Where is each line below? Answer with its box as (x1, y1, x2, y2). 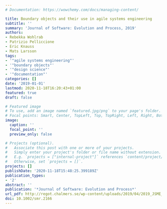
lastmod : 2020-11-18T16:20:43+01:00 (5, 86, 81, 91)
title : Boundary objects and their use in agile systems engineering (5, 16, 153, 21)
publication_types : (5, 173, 46, 178)
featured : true (5, 90, 37, 95)
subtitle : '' (5, 21, 32, 26)
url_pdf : (5, 192, 23, 197)
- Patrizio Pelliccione (5, 39, 55, 45)
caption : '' (9, 122, 35, 127)
